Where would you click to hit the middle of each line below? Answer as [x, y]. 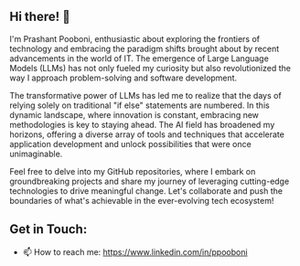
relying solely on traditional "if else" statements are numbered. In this [139, 105]
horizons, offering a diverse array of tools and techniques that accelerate [147, 134]
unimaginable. [36, 154]
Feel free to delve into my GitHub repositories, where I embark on [133, 171]
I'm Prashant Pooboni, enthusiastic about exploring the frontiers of [135, 38]
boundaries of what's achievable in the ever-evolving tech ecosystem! [142, 200]
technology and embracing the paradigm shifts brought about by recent [145, 48]
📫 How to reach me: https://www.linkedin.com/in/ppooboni [135, 251]
